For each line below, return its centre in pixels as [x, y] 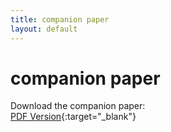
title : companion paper [60, 19]
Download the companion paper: [78, 106]
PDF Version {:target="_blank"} [73, 117]
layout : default [44, 29]
